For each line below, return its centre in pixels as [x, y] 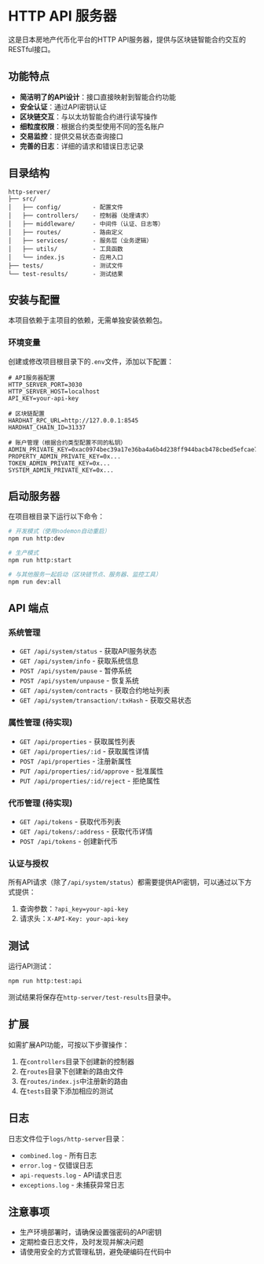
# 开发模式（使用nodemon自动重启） [59, 532]
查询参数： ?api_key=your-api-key [74, 908]
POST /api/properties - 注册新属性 [75, 761]
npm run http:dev [37, 539]
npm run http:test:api [45, 981]
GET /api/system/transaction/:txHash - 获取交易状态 [105, 700]
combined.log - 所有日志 [58, 1155]
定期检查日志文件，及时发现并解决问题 [81, 1242]
